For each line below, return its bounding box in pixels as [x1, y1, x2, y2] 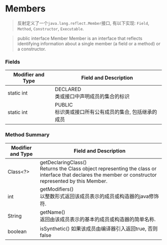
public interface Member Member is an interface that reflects [17, 35, 143, 41]
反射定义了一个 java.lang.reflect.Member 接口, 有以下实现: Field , [17, 20, 150, 26]
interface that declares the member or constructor [39, 171, 157, 178]
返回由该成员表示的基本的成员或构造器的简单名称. [39, 216, 156, 223]
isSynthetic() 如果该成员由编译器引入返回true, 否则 [39, 225, 158, 232]
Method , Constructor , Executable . [17, 25, 84, 31]
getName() [39, 209, 66, 216]
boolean [7, 228, 27, 235]
